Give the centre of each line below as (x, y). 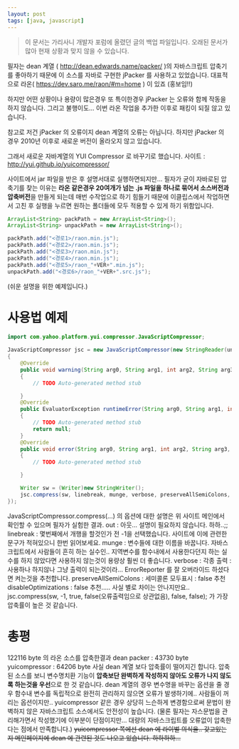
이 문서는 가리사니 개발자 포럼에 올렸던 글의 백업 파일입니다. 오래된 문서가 (126, 42)
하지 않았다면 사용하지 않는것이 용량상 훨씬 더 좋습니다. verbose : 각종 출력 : (126, 560)
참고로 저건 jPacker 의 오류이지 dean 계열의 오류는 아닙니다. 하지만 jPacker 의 (116, 132)
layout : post (27, 14)
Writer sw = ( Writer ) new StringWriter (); (82, 488)
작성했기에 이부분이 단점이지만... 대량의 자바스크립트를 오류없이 (125, 720)
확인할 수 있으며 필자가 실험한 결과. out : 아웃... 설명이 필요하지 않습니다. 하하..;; (118, 524)
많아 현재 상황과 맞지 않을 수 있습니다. (77, 51)
